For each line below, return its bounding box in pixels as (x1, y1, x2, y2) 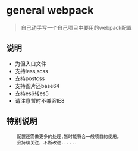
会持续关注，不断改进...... (17, 140, 77, 146)
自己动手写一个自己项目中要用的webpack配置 (20, 24, 132, 31)
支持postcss (14, 75, 45, 82)
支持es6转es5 (14, 90, 49, 97)
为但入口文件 (14, 60, 46, 67)
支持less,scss (14, 67, 49, 74)
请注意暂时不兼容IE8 (14, 97, 65, 104)
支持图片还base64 (14, 82, 60, 89)
